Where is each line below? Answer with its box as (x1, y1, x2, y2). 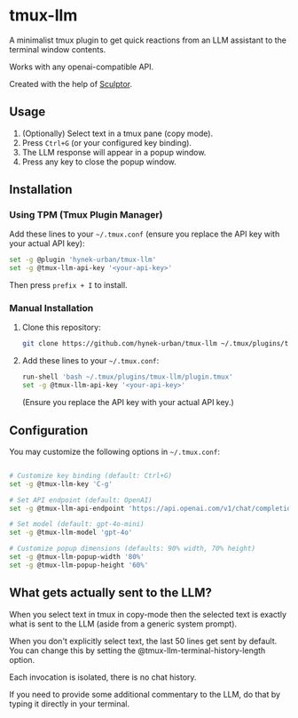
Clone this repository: (21, 322, 101, 333)
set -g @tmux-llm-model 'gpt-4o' (9, 528, 133, 538)
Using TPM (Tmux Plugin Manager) (9, 209, 163, 221)
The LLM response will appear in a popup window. (21, 147, 207, 157)
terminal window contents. (9, 44, 106, 54)
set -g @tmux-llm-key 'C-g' (9, 479, 114, 489)
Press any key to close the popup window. (21, 156, 177, 167)
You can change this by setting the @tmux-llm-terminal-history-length (9, 645, 266, 656)
